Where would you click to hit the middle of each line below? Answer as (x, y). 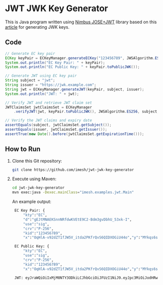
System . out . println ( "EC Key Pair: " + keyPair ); (55, 63)
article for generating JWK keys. (37, 27)
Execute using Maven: (34, 179)
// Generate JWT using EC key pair (41, 76)
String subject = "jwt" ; (30, 81)
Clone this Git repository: (37, 161)
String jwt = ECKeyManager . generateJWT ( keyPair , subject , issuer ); (75, 89)
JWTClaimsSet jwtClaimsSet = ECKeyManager (49, 107)
